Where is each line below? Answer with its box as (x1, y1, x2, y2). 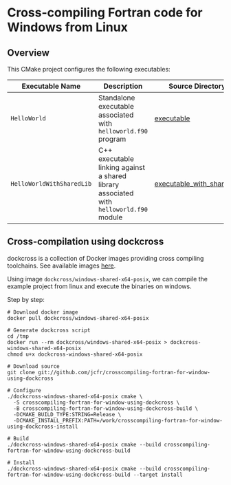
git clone (7, 369, 36, 376)
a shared (98, 171, 127, 180)
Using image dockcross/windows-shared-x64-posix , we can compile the (7, 274, 208, 283)
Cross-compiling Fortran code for (7, 5, 203, 21)
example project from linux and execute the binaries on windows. (7, 282, 192, 290)
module (98, 213, 123, 222)
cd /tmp (7, 332, 30, 340)
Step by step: (7, 295, 45, 303)
